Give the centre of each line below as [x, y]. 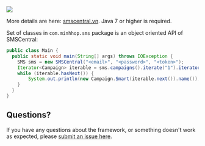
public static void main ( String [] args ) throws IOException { [92, 56]
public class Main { [33, 51]
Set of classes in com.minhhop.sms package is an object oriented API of [95, 33]
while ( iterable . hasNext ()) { [56, 73]
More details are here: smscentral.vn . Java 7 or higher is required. [89, 21]
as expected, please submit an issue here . [59, 136]
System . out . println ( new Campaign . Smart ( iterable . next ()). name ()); [114, 79]
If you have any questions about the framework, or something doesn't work [101, 130]
